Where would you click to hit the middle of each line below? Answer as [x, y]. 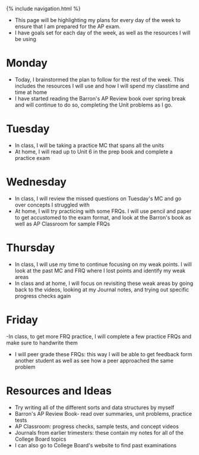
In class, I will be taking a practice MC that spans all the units [89, 145]
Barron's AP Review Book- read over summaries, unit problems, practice [103, 413]
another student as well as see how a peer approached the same [94, 360]
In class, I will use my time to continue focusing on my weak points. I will [103, 264]
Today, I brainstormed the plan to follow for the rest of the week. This [99, 79]
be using [26, 39]
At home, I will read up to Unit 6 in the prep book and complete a [94, 152]
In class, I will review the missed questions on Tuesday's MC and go [98, 198]
